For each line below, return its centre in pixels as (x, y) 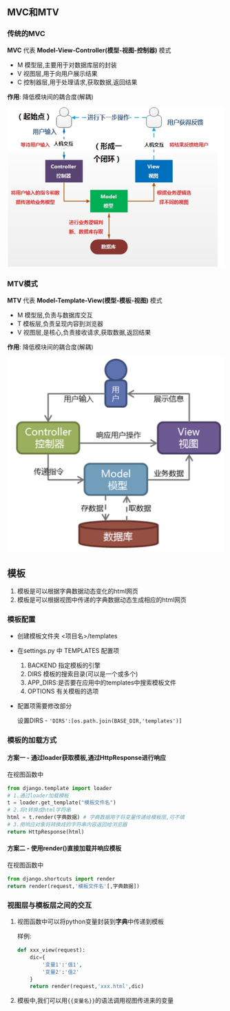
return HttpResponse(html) (46, 832)
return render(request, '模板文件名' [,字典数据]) (73, 886)
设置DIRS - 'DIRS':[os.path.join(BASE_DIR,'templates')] (100, 720)
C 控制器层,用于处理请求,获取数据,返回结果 (77, 82)
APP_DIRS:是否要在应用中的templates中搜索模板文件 (102, 683)
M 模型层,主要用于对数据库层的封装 (67, 65)
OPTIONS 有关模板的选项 (63, 691)
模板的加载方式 (32, 740)
